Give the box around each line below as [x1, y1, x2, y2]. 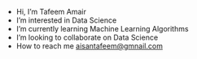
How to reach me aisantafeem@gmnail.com [15, 41, 163, 51]
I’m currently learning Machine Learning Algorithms [15, 24, 189, 33]
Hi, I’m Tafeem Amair [15, 7, 87, 16]
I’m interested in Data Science [15, 15, 117, 25]
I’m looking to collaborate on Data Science [15, 32, 159, 42]
